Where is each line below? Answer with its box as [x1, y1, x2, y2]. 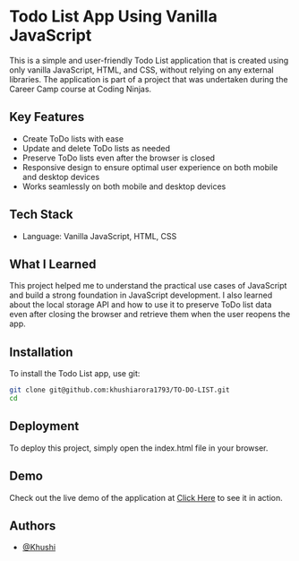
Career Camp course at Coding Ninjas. [9, 83, 152, 94]
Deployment [9, 419, 80, 434]
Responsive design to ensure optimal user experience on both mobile [21, 161, 278, 172]
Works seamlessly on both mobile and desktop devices [21, 181, 226, 192]
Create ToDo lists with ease [21, 133, 124, 144]
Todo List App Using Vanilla [9, 6, 218, 27]
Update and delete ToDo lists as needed [21, 142, 171, 153]
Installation [9, 344, 73, 359]
